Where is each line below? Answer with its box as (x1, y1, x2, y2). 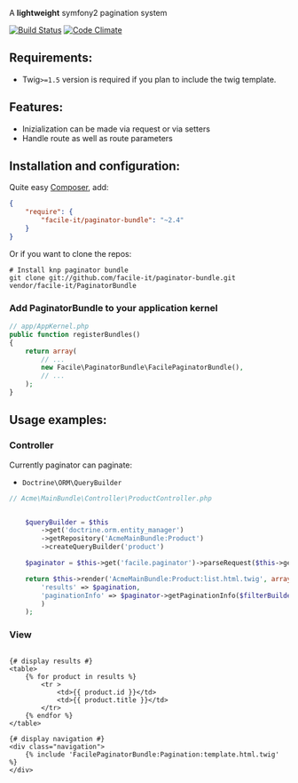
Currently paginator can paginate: (9, 459, 133, 470)
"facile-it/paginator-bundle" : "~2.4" (41, 216, 184, 225)
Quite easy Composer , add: (9, 182, 109, 193)
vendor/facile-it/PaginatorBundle (9, 281, 137, 290)
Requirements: (9, 51, 93, 66)
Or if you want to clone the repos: (9, 248, 132, 259)
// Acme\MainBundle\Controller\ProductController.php (9, 493, 213, 503)
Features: (9, 100, 64, 115)
